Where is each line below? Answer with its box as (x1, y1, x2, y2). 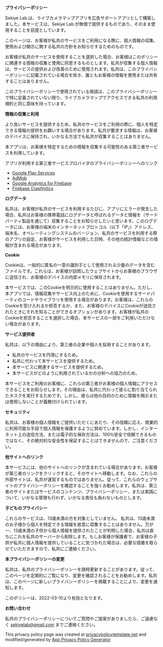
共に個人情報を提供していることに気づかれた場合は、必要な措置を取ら (17, 540, 158, 545)
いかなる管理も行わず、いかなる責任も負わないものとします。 (21, 495, 145, 500)
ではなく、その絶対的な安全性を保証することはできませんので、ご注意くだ (5, 437, 154, 443)
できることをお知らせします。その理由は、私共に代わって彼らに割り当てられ (5, 386, 158, 392)
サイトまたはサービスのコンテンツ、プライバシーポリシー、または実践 (13, 489, 154, 494)
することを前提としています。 (9, 27, 69, 33)
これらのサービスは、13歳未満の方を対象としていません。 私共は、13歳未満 (5, 515, 155, 521)
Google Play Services (12, 170, 55, 175)
